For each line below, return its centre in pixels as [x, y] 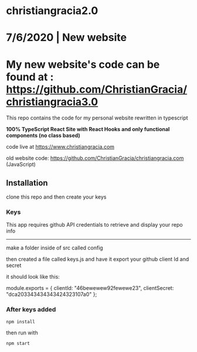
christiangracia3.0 [52, 102]
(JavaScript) [21, 165]
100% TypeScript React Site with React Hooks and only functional [88, 129]
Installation [27, 183]
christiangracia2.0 [52, 11]
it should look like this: [33, 277]
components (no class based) [43, 135]
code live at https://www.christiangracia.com [60, 147]
